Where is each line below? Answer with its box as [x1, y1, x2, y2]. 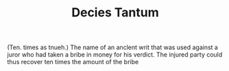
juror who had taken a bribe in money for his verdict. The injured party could [7, 51, 223, 59]
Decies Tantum [71, 5, 159, 20]
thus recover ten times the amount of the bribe [7, 58, 139, 66]
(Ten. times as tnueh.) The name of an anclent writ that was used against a [7, 43, 218, 52]
